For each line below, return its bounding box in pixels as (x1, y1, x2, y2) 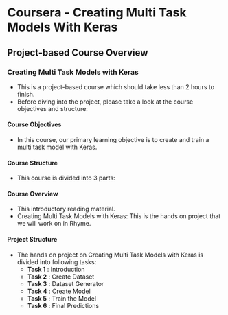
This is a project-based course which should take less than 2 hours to (16, 82, 215, 91)
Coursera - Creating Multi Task (7, 5, 187, 21)
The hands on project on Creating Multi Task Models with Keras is (16, 250, 204, 259)
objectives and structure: (16, 104, 88, 113)
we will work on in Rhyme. (16, 220, 91, 228)
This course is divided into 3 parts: (16, 174, 115, 183)
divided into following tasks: (16, 257, 97, 266)
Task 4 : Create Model (27, 287, 91, 295)
